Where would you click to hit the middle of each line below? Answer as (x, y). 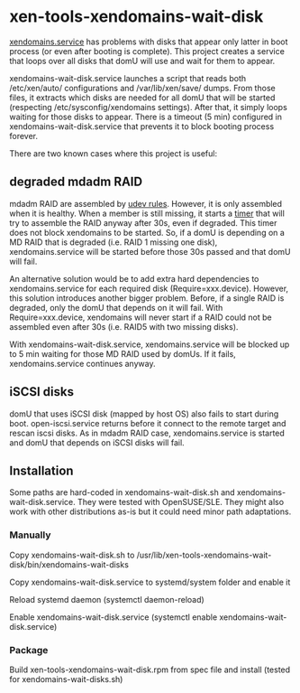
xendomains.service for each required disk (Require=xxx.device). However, (149, 288)
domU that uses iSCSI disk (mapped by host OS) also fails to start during (144, 414)
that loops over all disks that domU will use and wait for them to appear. (142, 61)
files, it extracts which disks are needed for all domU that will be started (142, 98)
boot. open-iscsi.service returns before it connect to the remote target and (148, 423)
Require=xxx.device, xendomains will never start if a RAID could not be (141, 317)
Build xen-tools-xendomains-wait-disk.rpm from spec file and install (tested (150, 670)
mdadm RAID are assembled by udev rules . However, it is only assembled (145, 203)
